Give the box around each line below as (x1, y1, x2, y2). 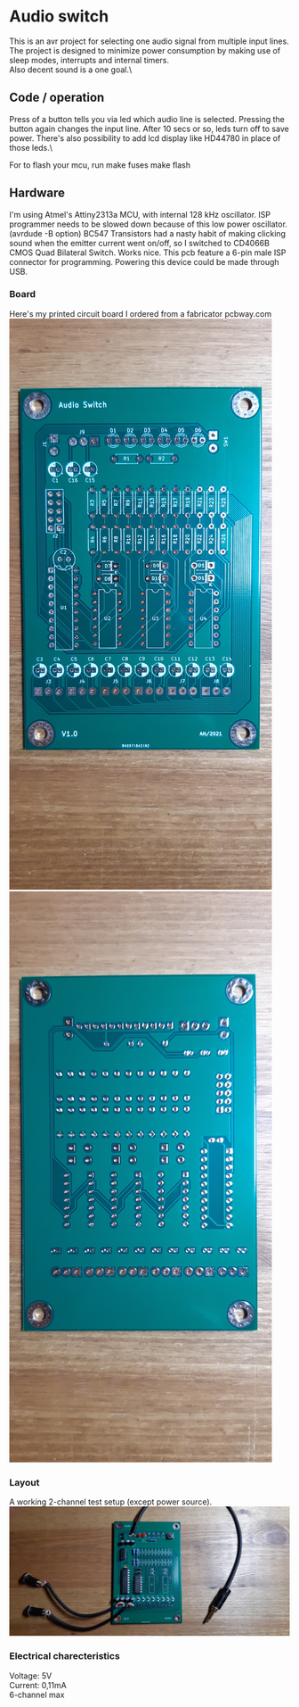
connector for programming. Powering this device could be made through (9, 256, 279, 267)
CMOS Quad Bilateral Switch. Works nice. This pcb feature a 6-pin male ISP (9, 247, 287, 258)
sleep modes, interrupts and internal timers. (9, 54, 169, 65)
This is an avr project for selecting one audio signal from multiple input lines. (9, 36, 289, 46)
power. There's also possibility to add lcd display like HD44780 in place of (9, 132, 281, 144)
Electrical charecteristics (9, 1650, 120, 1662)
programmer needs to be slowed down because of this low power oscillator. (9, 219, 287, 229)
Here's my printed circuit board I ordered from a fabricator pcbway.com (9, 308, 272, 319)
